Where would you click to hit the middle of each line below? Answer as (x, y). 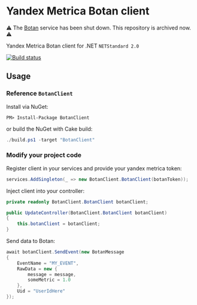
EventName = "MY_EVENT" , (48, 263)
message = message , (52, 274)
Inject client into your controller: (46, 191)
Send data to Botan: (31, 241)
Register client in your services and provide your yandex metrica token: (94, 168)
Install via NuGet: (27, 106)
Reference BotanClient (40, 93)
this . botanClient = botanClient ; (59, 224)
